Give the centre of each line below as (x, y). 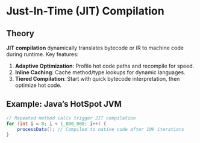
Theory (20, 33)
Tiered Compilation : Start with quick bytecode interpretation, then (97, 79)
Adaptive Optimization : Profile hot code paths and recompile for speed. (105, 66)
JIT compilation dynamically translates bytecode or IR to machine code (95, 48)
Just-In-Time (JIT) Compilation (85, 11)
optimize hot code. (38, 85)
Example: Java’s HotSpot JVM (64, 104)
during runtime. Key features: (42, 54)
